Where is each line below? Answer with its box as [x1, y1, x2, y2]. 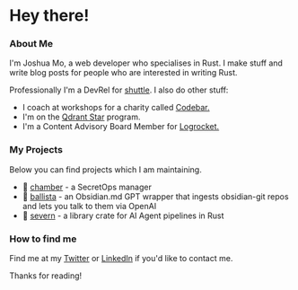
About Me [9, 38, 54, 50]
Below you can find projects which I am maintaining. [9, 163, 202, 175]
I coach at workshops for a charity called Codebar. [22, 102, 210, 113]
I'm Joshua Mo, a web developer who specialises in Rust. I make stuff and [9, 57, 283, 68]
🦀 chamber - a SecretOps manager [22, 181, 153, 192]
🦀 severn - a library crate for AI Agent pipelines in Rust [22, 210, 224, 221]
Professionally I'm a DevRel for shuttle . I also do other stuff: [9, 84, 229, 95]
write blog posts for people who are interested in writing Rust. [9, 67, 238, 78]
